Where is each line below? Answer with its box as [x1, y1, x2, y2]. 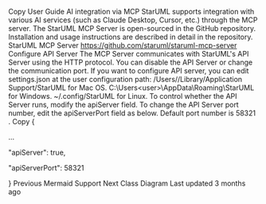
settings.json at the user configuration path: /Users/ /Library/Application [8, 75, 243, 84]
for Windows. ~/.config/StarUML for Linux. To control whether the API [8, 92, 237, 100]
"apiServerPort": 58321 [8, 163, 84, 172]
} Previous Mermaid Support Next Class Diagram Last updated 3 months [8, 178, 246, 188]
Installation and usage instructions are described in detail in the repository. [8, 32, 253, 41]
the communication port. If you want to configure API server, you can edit [8, 66, 249, 75]
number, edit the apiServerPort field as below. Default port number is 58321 [8, 108, 256, 118]
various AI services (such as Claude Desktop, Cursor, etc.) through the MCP [8, 15, 258, 25]
